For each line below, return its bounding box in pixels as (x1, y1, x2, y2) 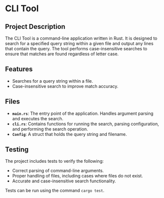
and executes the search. (12, 115, 64, 121)
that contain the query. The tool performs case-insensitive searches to (5, 46, 148, 51)
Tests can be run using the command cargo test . (5, 188, 104, 194)
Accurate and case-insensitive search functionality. (12, 178, 116, 184)
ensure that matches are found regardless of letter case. (5, 51, 119, 57)
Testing (5, 145, 29, 154)
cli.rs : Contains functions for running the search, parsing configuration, (12, 121, 159, 127)
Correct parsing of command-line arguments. (12, 168, 104, 174)
